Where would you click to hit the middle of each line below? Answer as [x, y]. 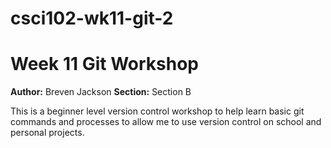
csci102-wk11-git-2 [92, 18]
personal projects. [47, 133]
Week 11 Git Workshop [104, 64]
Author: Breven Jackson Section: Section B [101, 92]
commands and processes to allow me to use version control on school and [166, 122]
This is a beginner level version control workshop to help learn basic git [157, 111]
